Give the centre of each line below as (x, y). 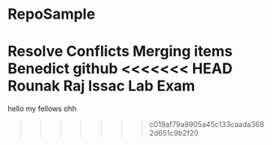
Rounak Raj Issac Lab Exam (101, 86)
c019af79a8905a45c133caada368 (207, 125)
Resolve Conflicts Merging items (120, 52)
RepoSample (51, 14)
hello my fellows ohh (42, 109)
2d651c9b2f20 (174, 133)
